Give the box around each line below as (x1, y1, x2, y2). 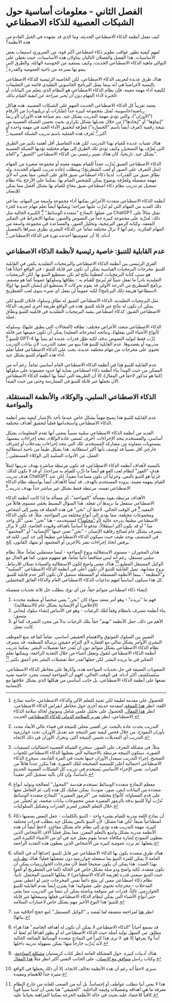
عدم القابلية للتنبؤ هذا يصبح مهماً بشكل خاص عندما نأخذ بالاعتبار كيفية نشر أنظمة (6, 414, 157, 420)
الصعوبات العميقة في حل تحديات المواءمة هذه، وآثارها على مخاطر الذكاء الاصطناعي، (6, 666, 165, 672)
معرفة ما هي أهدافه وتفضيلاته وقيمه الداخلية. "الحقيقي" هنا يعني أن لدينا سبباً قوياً (13, 986, 166, 992)
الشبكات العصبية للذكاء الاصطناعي (6, 16, 134, 28)
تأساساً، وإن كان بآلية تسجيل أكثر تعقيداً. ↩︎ (13, 771, 94, 778)
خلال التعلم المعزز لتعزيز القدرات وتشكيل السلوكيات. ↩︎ (13, 803, 119, 809)
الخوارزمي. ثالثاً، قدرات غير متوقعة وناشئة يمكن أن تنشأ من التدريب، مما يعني (13, 888, 159, 894)
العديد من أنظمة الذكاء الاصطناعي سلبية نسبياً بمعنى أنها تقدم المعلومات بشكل (6, 429, 154, 436)
